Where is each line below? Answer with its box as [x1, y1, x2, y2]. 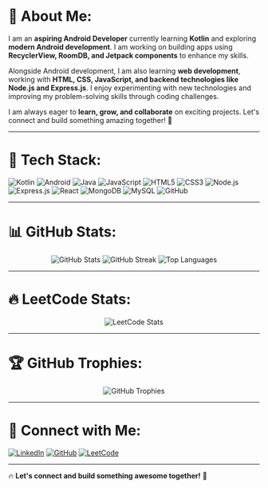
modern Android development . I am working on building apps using [8, 42, 233, 51]
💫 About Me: [8, 7, 93, 26]
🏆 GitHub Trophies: [8, 354, 143, 372]
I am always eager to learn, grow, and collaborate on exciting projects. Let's [8, 107, 260, 117]
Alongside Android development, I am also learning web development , [8, 65, 241, 75]
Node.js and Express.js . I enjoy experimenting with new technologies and [8, 83, 251, 93]
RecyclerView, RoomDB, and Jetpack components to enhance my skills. [8, 50, 249, 60]
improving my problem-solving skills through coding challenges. [8, 91, 219, 101]
